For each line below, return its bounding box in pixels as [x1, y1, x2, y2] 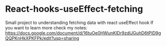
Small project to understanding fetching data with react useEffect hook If [5, 20, 154, 25]
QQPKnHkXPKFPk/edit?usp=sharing [5, 35, 79, 41]
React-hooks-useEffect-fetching [5, 3, 143, 15]
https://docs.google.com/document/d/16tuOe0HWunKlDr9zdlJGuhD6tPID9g [5, 30, 161, 36]
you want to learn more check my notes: [5, 24, 88, 30]
